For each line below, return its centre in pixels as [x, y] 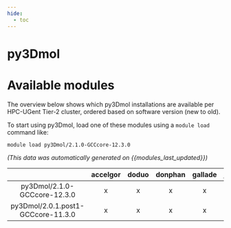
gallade [205, 174]
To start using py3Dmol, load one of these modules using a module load [108, 125]
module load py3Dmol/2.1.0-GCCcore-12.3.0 [69, 145]
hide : [15, 13]
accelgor [106, 174]
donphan [170, 174]
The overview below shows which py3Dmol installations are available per [111, 104]
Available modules [61, 85]
